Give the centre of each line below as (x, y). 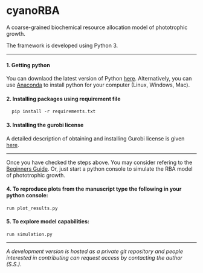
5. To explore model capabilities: (48, 222)
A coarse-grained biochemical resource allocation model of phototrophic (97, 27)
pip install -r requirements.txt (54, 112)
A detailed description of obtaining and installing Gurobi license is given (95, 138)
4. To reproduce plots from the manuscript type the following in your (94, 189)
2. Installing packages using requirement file (63, 99)
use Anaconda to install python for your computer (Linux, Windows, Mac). (98, 85)
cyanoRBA (33, 11)
